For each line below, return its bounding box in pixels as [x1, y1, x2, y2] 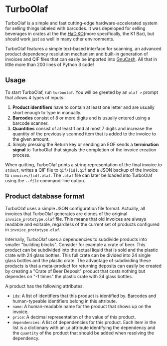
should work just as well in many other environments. [5, 36, 115, 42]
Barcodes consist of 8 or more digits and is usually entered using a [12, 115, 151, 121]
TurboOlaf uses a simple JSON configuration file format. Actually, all [5, 205, 146, 211]
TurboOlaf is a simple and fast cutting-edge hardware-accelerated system [5, 20, 158, 26]
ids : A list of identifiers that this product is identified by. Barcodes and [12, 293, 157, 299]
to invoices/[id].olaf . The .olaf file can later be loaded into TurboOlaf [5, 172, 153, 178]
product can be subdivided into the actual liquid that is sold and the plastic [5, 247, 159, 253]
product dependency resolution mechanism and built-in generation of [5, 51, 148, 57]
